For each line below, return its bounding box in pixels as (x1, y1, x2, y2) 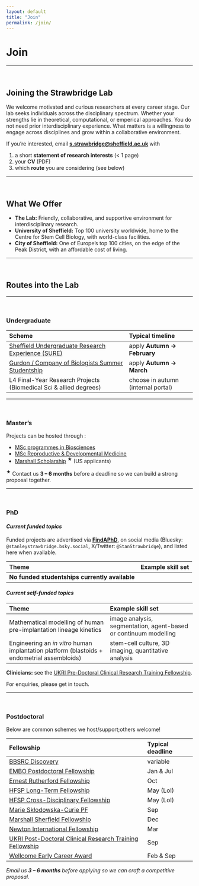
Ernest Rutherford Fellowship (9, 777, 90, 785)
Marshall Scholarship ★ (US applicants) (14, 457, 111, 464)
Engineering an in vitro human (9, 639, 93, 647)
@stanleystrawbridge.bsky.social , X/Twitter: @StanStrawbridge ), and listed (6, 542, 188, 549)
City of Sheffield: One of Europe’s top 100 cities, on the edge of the (14, 239, 180, 246)
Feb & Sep (147, 852, 176, 860)
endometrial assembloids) (9, 654, 82, 662)
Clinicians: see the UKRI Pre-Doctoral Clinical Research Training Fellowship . (6, 669, 192, 676)
